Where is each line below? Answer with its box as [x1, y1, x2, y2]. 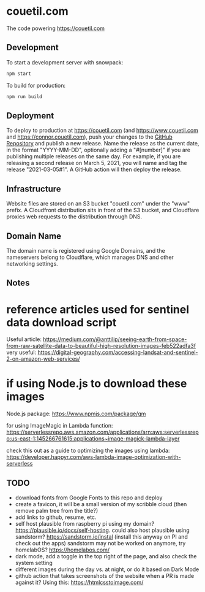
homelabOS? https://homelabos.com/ [15, 546, 110, 553]
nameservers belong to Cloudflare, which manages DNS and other [6, 253, 174, 261]
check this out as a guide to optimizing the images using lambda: [6, 447, 170, 455]
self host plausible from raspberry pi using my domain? [15, 520, 155, 528]
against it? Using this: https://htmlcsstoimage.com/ [15, 579, 144, 586]
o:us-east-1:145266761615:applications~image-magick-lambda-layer [6, 435, 180, 442]
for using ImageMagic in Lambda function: [6, 422, 113, 429]
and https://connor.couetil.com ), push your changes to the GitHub [6, 133, 173, 140]
